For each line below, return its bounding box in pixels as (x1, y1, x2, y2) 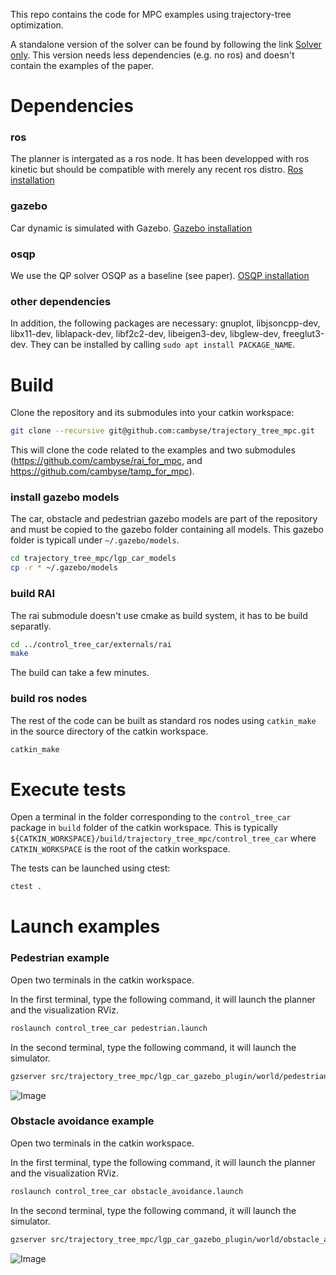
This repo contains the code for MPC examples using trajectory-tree (10, 9, 292, 20)
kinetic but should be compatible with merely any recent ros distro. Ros (10, 164, 304, 176)
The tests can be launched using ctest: (10, 862, 171, 874)
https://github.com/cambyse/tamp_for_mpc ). (10, 465, 195, 478)
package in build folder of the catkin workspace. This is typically (10, 822, 278, 834)
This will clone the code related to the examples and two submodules (10, 444, 296, 456)
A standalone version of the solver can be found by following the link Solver (10, 39, 322, 50)
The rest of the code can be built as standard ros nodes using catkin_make (10, 714, 317, 726)
